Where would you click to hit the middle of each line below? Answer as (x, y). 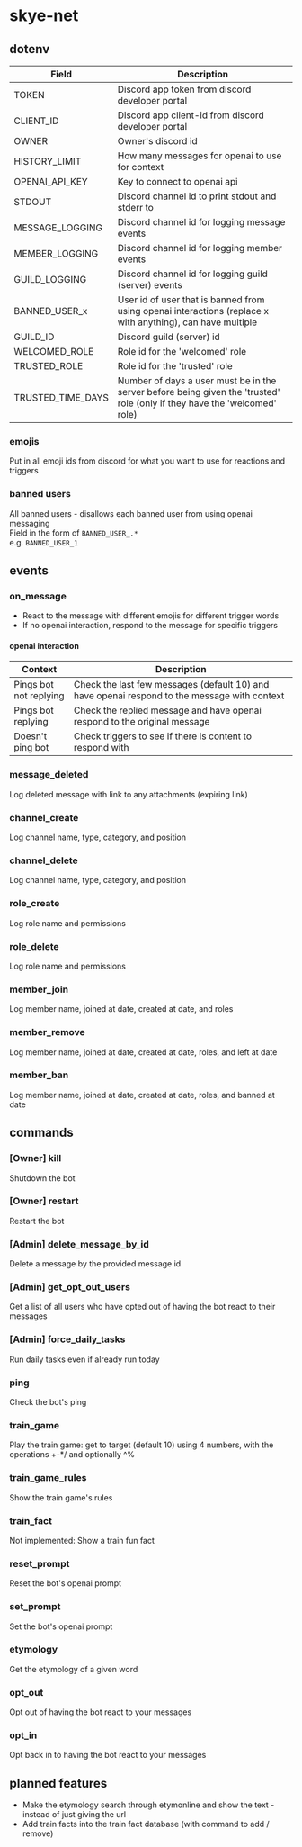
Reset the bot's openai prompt (66, 1583)
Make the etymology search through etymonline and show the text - (148, 1805)
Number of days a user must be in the (197, 381)
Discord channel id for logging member (200, 248)
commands (41, 1133)
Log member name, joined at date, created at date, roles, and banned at (142, 1095)
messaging (30, 523)
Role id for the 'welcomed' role (182, 351)
